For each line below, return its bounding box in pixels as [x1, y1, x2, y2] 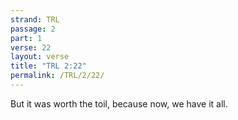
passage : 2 [10, 24, 56, 34]
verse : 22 [10, 42, 52, 53]
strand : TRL [10, 14, 60, 25]
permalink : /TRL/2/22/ [10, 71, 105, 81]
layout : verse [10, 52, 70, 62]
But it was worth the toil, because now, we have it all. [10, 97, 228, 110]
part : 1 [10, 33, 43, 43]
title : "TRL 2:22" [10, 61, 87, 71]
